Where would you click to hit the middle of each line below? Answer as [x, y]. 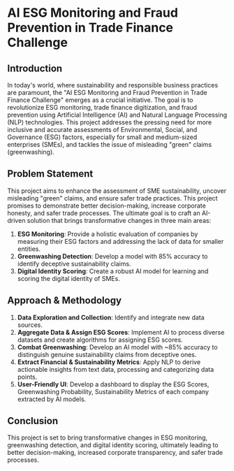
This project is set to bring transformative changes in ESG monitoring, [108, 437]
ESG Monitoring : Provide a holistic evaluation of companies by [108, 234]
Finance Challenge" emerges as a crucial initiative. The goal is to [100, 100]
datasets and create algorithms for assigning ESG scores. [100, 340]
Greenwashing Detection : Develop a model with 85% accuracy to [112, 256]
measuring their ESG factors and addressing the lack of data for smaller [120, 241]
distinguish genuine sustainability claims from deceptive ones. [107, 354]
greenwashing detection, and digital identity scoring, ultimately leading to [113, 445]
